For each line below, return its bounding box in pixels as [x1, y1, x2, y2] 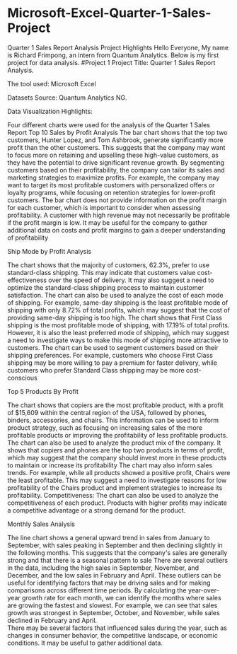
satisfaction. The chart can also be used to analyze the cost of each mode [7, 291, 224, 299]
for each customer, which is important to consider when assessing [7, 203, 202, 211]
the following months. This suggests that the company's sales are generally [7, 548, 228, 556]
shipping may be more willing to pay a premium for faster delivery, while [7, 358, 218, 367]
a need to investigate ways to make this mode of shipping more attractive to [7, 336, 229, 344]
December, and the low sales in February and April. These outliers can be [7, 571, 221, 579]
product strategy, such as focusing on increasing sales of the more [7, 423, 203, 432]
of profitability [7, 233, 49, 242]
